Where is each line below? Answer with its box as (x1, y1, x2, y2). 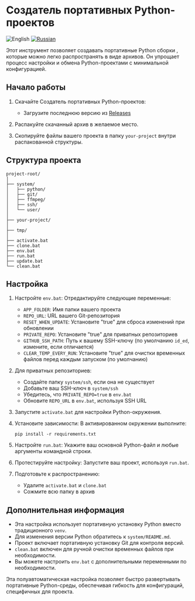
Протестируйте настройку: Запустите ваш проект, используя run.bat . (14, 459, 189, 466)
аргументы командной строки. (14, 448, 93, 455)
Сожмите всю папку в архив (23, 488, 95, 495)
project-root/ (6, 171, 41, 176)
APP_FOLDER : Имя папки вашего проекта (23, 306, 121, 313)
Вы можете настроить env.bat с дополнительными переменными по (14, 558, 187, 565)
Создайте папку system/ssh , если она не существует (23, 379, 155, 386)
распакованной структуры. (14, 138, 83, 145)
